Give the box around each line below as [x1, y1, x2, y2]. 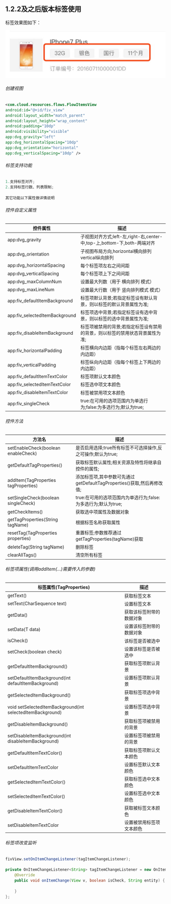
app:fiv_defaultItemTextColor [7, 373, 68, 379]
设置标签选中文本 [124, 790, 160, 796]
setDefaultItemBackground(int [7, 675, 71, 681]
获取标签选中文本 [124, 776, 160, 782]
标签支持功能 [5, 163, 32, 169]
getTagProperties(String [7, 516, 59, 522]
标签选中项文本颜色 [80, 381, 121, 387]
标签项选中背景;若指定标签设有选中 [80, 309, 153, 315]
